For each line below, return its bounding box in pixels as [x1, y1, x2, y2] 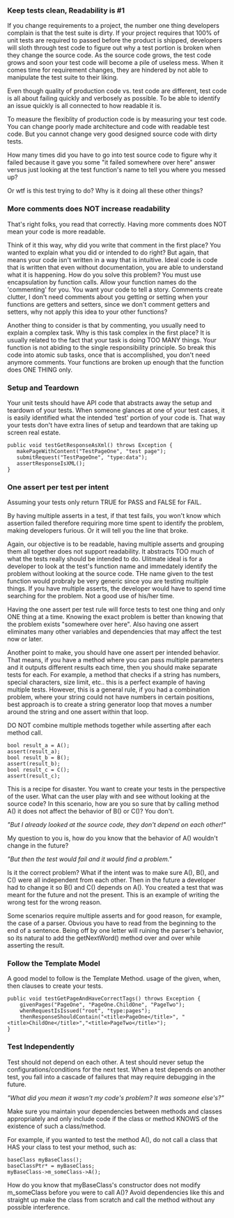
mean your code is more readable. [7, 227, 106, 236]
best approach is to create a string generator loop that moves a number [7, 700, 212, 709]
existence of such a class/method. [7, 1122, 106, 1130]
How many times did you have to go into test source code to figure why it [7, 151, 217, 159]
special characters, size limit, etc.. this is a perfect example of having [7, 678, 205, 687]
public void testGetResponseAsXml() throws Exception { [7, 441, 173, 448]
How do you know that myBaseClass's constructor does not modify [7, 1180, 201, 1189]
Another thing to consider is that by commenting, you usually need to [7, 321, 205, 329]
